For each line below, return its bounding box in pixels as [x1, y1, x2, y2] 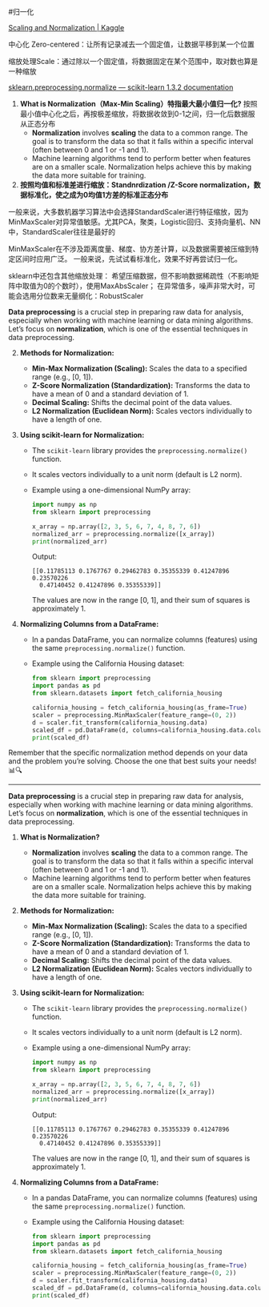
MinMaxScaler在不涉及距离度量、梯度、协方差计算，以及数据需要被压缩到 [8, 244, 252, 254]
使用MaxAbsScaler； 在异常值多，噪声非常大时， [86, 281, 249, 291]
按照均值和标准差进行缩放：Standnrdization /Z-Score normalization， [19, 180, 254, 190]
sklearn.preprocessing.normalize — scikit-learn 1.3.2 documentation [8, 82, 234, 92]
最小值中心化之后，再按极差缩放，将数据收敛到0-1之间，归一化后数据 [19, 109, 248, 118]
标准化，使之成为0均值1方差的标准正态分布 [26, 190, 169, 199]
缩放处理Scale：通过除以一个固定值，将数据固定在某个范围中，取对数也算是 [8, 57, 259, 66]
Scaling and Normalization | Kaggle [8, 23, 125, 32]
